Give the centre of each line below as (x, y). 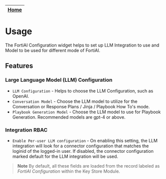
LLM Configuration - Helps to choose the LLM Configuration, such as (83, 90)
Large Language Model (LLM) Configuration (59, 80)
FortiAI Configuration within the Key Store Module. (69, 171)
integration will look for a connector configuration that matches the (81, 146)
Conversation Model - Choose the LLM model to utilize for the (75, 101)
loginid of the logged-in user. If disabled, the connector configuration (83, 151)
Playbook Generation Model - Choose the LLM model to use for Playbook (86, 112)
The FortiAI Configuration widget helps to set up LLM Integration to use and (82, 45)
